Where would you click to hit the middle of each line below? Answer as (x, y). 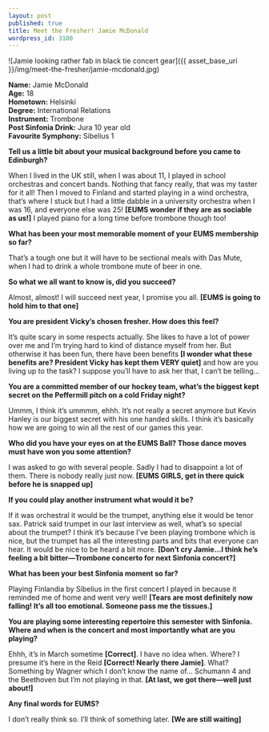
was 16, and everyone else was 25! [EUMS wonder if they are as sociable (130, 210)
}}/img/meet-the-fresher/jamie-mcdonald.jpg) (84, 70)
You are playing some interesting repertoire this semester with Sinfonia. (130, 621)
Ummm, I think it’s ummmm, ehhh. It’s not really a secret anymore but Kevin (132, 410)
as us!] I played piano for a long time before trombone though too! (117, 218)
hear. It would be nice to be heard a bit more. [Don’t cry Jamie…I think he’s (133, 549)
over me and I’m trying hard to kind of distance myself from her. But (120, 346)
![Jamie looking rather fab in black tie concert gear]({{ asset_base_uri (123, 61)
